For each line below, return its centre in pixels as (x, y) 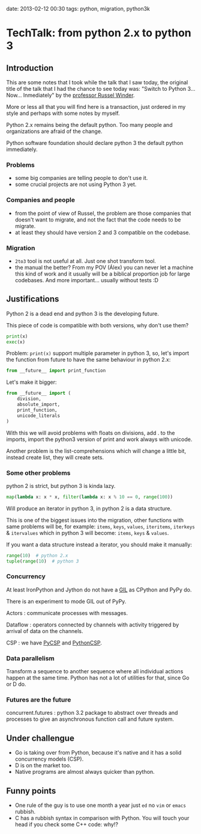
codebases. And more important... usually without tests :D (87, 280)
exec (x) (16, 342)
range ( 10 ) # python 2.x (37, 555)
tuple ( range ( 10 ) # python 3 (43, 561)
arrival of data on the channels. (45, 631)
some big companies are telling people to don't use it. (81, 178)
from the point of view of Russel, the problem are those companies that (103, 213)
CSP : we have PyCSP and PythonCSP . (54, 643)
